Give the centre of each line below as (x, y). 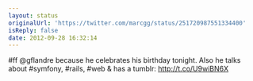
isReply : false (33, 30)
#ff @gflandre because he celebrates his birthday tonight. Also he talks (125, 60)
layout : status (33, 15)
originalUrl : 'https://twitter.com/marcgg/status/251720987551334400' (127, 23)
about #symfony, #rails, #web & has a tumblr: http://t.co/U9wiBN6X (118, 69)
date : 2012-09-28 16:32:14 (53, 38)
